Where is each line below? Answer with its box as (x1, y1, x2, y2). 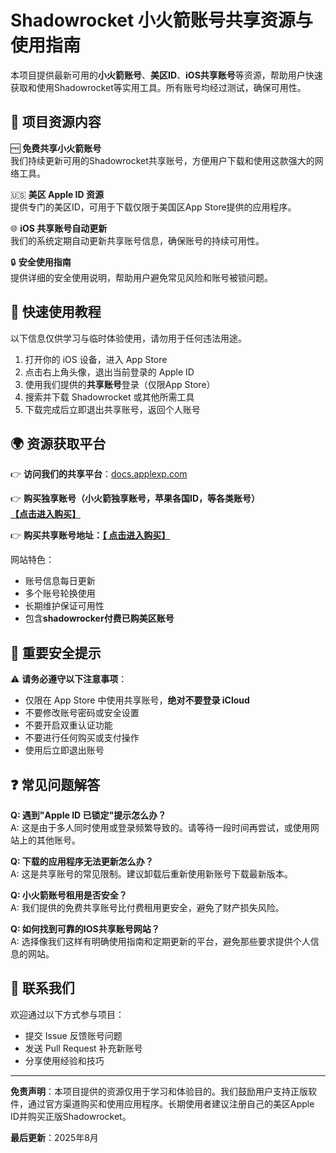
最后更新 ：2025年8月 (10, 1131, 99, 1143)
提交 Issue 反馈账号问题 (24, 1029, 123, 1041)
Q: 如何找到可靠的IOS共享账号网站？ (10, 923, 160, 935)
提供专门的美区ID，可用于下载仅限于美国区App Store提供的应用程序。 (10, 201, 297, 213)
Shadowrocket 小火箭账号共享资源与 (10, 9, 313, 32)
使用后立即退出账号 (24, 744, 105, 756)
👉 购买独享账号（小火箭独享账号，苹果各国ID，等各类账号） (10, 492, 261, 505)
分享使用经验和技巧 (24, 1054, 105, 1066)
